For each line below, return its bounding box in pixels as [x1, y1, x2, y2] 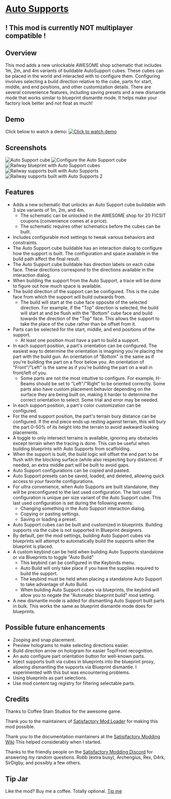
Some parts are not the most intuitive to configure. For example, [20, 375, 155, 381]
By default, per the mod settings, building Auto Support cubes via [12, 532, 151, 539]
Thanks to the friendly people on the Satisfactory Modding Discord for [5, 749, 153, 755]
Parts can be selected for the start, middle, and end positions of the [12, 326, 155, 332]
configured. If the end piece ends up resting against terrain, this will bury [12, 418, 166, 424]
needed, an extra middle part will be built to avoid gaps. [12, 462, 130, 468]
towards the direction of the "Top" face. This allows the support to [20, 315, 160, 322]
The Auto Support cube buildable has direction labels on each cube [12, 261, 155, 267]
